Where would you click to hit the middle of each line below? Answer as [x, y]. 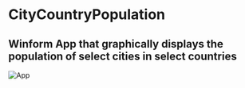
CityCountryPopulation [87, 15]
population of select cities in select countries [122, 56]
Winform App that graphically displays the [116, 44]
